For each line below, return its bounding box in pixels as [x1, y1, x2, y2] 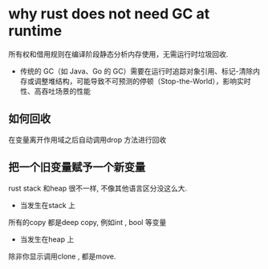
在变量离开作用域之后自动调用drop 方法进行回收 [8, 134, 167, 144]
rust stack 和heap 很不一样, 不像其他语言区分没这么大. [8, 183, 187, 193]
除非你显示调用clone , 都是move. [8, 251, 116, 261]
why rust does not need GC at [8, 5, 210, 23]
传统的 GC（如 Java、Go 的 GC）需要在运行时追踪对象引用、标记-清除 [19, 66, 254, 76]
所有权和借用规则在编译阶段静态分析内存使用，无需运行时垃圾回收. [8, 49, 229, 58]
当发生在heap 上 [19, 234, 75, 244]
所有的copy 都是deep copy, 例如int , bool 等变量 [8, 217, 167, 227]
